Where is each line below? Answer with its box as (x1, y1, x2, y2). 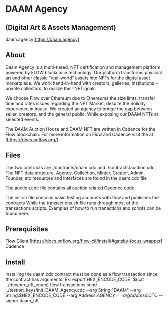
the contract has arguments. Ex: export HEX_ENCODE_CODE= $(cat (5, 276, 144, 283)
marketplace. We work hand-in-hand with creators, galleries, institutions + (5, 80, 159, 86)
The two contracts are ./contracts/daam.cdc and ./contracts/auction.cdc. (5, 164, 156, 170)
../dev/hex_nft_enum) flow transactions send (5, 282, 97, 288)
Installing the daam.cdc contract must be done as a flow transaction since (5, 271, 158, 277)
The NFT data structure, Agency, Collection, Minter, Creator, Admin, (5, 170, 145, 176)
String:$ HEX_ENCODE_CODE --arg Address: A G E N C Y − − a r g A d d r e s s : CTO (5, 292, 158, 298)
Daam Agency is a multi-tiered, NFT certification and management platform (5, 64, 161, 70)
